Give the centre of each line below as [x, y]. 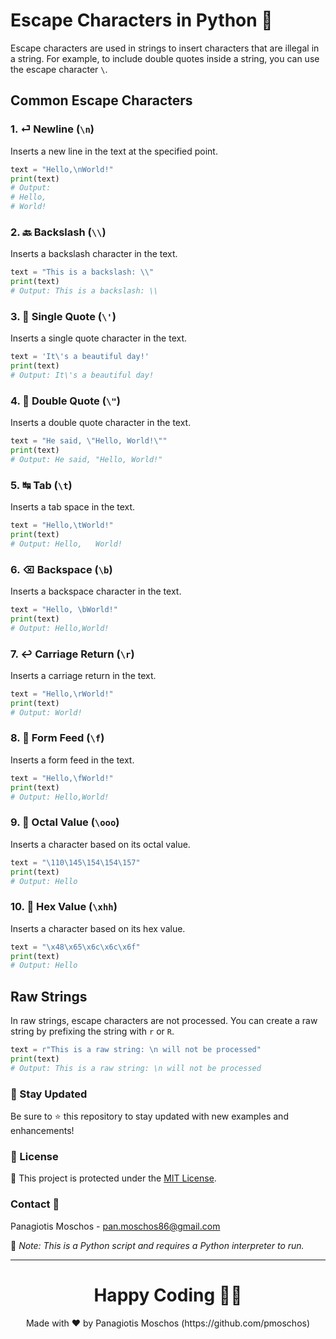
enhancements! [42, 1131]
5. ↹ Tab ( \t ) [41, 485]
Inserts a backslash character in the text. [94, 254]
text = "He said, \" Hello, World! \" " [89, 441]
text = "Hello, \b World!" [64, 609]
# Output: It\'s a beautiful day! [82, 375]
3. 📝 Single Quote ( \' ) [63, 316]
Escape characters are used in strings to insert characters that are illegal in [165, 48]
